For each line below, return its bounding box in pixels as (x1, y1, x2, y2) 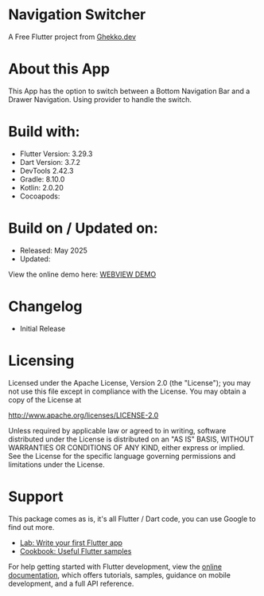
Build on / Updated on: (8, 219, 159, 237)
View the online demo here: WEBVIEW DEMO (8, 269, 157, 279)
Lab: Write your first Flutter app (19, 538, 123, 547)
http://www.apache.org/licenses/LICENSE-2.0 (8, 410, 159, 420)
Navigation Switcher (8, 6, 146, 24)
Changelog (8, 297, 83, 316)
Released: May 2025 (19, 245, 87, 255)
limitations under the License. (8, 460, 105, 469)
